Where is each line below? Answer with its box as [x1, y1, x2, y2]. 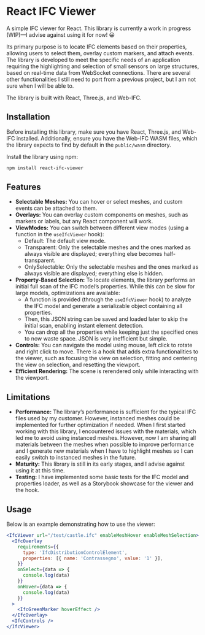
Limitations [6, 391, 50, 402]
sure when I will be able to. [6, 82, 74, 90]
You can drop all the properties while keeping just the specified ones [24, 328, 198, 336]
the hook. [15, 487, 40, 494]
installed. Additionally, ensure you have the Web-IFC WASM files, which [16, 134, 198, 142]
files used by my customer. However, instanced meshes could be [15, 415, 180, 422]
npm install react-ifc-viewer [6, 164, 84, 171]
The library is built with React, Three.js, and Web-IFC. [6, 94, 142, 101]
